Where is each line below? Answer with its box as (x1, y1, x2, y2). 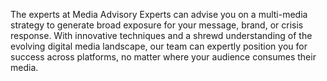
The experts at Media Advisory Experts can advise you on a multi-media (10, 9, 308, 20)
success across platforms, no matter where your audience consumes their (10, 51, 317, 63)
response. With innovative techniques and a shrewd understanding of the (10, 30, 313, 41)
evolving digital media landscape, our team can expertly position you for (10, 40, 308, 52)
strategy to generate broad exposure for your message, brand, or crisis (10, 19, 304, 31)
